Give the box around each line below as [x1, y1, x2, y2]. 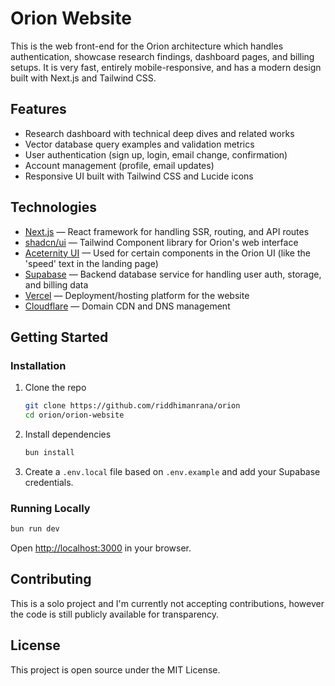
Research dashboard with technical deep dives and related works [24, 127, 295, 139]
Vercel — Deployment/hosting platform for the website [24, 289, 250, 301]
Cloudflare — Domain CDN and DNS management [24, 300, 231, 312]
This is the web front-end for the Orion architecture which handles [10, 40, 284, 52]
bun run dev [10, 524, 60, 534]
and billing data [24, 278, 89, 291]
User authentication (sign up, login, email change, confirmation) [24, 148, 288, 161]
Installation [10, 358, 67, 372]
